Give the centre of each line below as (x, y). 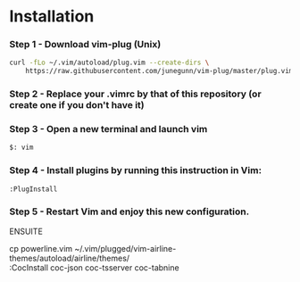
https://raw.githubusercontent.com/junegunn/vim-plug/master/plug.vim (159, 71)
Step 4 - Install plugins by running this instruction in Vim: (135, 170)
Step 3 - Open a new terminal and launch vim (108, 129)
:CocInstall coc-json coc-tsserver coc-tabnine (95, 267)
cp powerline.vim (41, 248)
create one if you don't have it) (77, 105)
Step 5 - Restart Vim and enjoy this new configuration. (129, 211)
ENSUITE (26, 231)
